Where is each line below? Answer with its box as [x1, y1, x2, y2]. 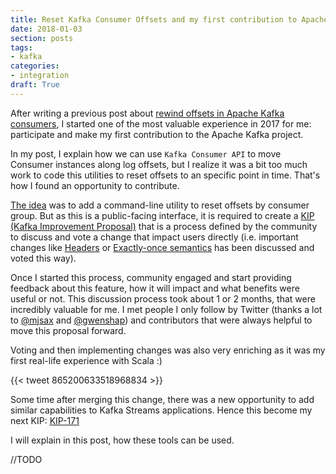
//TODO [10, 453, 43, 465]
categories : [10, 61, 60, 71]
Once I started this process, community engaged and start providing [10, 271, 292, 283]
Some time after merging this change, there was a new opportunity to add [10, 393, 315, 405]
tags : [10, 42, 33, 53]
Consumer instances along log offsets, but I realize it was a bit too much [10, 158, 308, 170]
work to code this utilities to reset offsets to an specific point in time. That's [10, 169, 321, 181]
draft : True [10, 80, 60, 90]
